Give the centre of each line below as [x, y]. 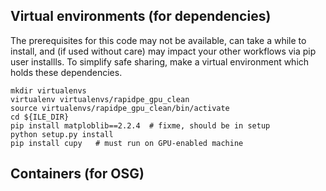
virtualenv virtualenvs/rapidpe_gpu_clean [100, 99]
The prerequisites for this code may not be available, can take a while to [158, 40]
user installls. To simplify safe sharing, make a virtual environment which [160, 61]
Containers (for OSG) [77, 174]
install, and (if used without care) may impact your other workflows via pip [163, 51]
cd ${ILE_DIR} [40, 117]
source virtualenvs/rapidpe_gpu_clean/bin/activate [120, 108]
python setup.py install [62, 134]
